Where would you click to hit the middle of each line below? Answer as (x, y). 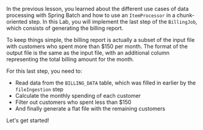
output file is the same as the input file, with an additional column (88, 53)
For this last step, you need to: (44, 71)
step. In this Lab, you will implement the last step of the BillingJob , (113, 22)
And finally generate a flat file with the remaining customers (90, 108)
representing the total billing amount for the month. (70, 59)
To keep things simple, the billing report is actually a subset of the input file (101, 40)
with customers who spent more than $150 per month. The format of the (97, 46)
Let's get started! (28, 120)
